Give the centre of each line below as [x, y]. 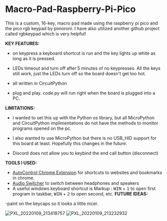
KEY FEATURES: [22, 43]
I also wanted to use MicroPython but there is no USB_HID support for [84, 138]
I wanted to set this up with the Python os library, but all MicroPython [83, 118]
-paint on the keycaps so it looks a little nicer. [52, 203]
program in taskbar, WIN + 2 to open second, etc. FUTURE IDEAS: [80, 193]
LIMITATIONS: [20, 108]
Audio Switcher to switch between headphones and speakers [75, 183]
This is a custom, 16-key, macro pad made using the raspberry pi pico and [82, 23]
